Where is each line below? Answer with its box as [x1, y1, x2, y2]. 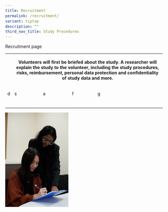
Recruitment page [5, 43, 42, 49]
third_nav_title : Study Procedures [5, 29, 79, 34]
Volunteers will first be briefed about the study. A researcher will [18, 59, 157, 65]
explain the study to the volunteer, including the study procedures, [16, 64, 159, 70]
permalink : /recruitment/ [5, 13, 59, 18]
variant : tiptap [5, 18, 39, 23]
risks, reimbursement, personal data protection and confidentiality [16, 69, 159, 75]
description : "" [5, 24, 39, 29]
